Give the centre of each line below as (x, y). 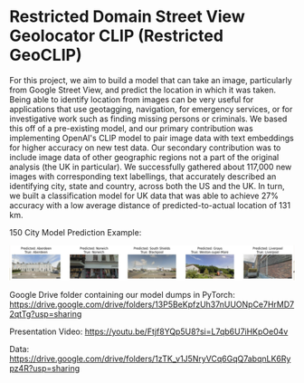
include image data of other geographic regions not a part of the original (144, 157)
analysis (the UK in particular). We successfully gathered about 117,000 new (151, 167)
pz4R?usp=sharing (44, 368)
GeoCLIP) (46, 55)
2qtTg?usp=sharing (46, 313)
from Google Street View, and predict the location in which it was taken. (142, 90)
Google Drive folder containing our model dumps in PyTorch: (122, 294)
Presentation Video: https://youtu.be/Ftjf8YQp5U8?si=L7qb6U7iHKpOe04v (149, 331)
